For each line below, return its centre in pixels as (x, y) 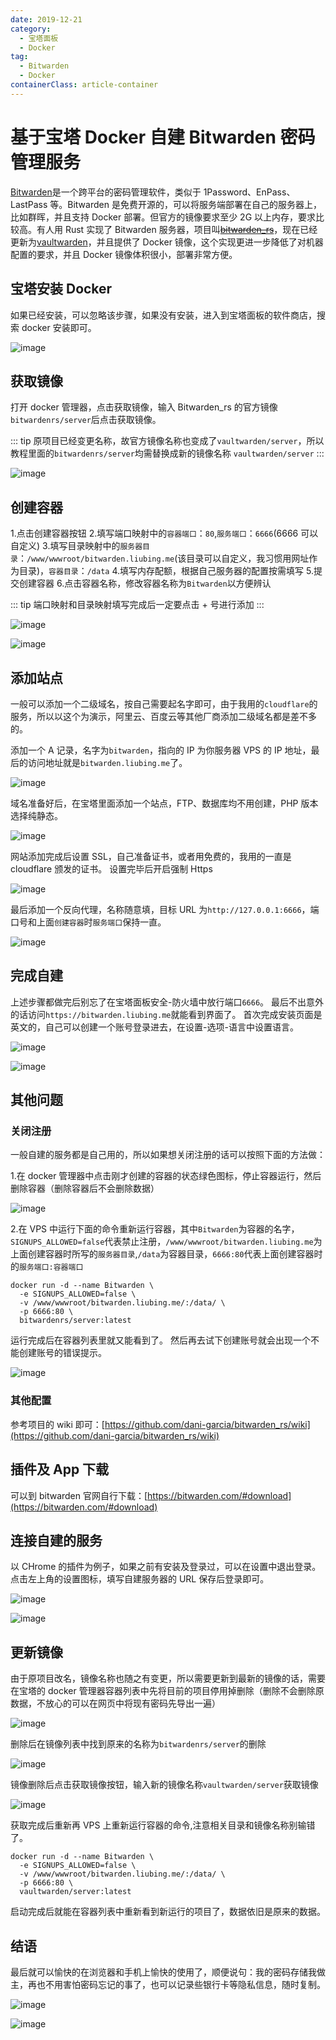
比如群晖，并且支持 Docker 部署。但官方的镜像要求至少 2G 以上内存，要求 (163, 217)
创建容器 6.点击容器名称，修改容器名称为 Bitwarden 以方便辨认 (145, 583)
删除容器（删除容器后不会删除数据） (85, 1188)
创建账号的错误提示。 (62, 1353)
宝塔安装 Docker (61, 289)
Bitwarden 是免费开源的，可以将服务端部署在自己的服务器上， (194, 204)
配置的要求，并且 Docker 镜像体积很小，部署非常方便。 (124, 254)
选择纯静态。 (36, 815)
